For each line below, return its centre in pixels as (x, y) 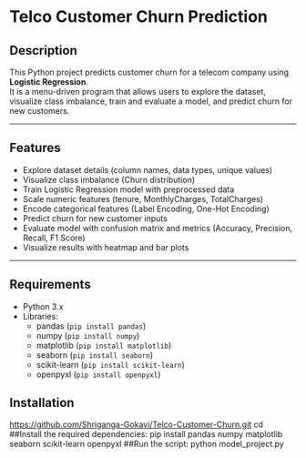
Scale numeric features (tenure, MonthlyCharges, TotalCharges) (143, 198)
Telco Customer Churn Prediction (139, 17)
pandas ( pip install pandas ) (91, 326)
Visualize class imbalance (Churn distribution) (109, 179)
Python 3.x (43, 306)
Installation (42, 403)
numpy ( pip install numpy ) (88, 335)
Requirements (50, 285)
